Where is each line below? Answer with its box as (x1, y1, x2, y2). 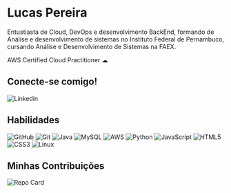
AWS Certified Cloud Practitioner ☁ (7, 55, 108, 64)
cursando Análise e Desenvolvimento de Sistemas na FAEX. (7, 42, 177, 50)
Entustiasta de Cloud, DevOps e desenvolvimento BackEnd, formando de (7, 28, 214, 36)
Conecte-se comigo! (7, 76, 98, 88)
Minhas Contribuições (7, 160, 105, 172)
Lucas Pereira (7, 5, 88, 21)
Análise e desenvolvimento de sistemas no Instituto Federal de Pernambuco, (7, 35, 225, 43)
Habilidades (7, 114, 60, 126)
